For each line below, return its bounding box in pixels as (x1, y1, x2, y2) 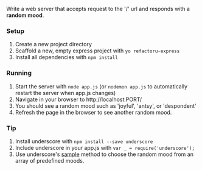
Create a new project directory (15, 41, 92, 48)
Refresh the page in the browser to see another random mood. (15, 108, 172, 116)
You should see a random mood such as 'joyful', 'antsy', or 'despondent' (15, 102, 197, 109)
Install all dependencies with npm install (15, 54, 119, 61)
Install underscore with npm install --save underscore (15, 137, 153, 145)
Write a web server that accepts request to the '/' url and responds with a (6, 5, 190, 12)
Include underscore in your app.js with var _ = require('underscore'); (15, 144, 195, 151)
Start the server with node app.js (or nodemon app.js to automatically (15, 82, 187, 90)
